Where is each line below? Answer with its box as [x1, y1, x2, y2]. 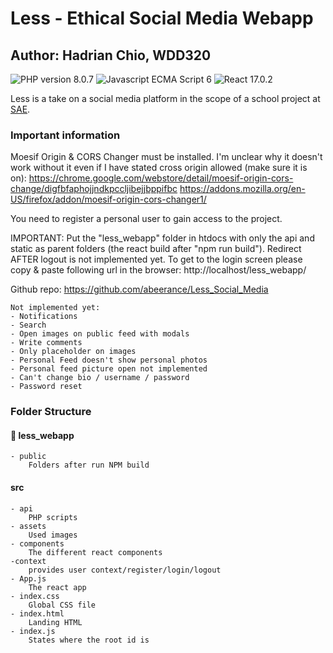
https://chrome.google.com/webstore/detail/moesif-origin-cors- [28, 172, 294, 184]
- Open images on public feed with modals [10, 329, 190, 339]
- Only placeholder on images [10, 347, 137, 357]
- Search [10, 320, 47, 331]
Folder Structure [10, 405, 92, 419]
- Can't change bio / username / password [10, 373, 190, 383]
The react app [28, 582, 87, 592]
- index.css [10, 591, 60, 601]
